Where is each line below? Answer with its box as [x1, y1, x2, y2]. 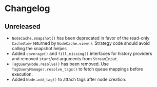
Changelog [4, 3, 50, 14]
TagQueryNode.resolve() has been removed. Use [11, 61, 109, 67]
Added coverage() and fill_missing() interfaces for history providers [11, 51, 152, 56]
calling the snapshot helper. [11, 46, 68, 51]
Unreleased [4, 22, 41, 31]
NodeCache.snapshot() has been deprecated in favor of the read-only [11, 35, 150, 41]
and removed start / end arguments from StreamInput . [11, 56, 118, 61]
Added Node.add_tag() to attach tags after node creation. [11, 76, 127, 82]
